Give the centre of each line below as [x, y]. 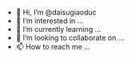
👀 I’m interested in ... [50, 21]
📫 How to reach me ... [53, 47]
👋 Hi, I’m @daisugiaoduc [56, 12]
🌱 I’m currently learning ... [58, 29]
